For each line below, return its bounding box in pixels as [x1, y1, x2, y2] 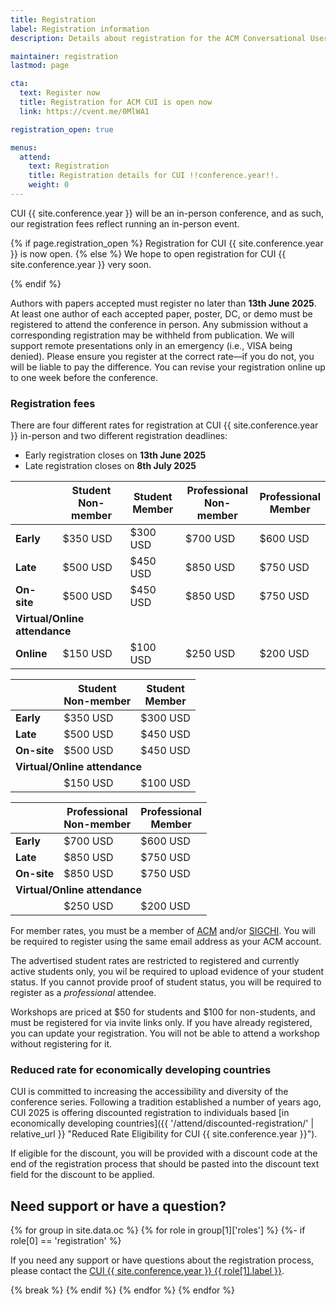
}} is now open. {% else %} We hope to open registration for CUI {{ [10, 247, 287, 260]
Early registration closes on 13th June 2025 [24, 449, 207, 461]
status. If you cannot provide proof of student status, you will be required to [10, 976, 322, 988]
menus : [10, 142, 38, 153]
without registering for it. [10, 1038, 113, 1050]
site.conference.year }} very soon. [10, 258, 152, 270]
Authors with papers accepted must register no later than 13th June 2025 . [10, 297, 317, 309]
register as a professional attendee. [10, 987, 157, 999]
